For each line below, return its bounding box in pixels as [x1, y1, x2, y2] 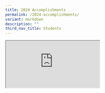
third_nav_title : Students [5, 26, 61, 31]
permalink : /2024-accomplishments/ [5, 12, 79, 17]
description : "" [5, 21, 39, 27]
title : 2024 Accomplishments [5, 7, 66, 13]
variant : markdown [5, 17, 43, 22]
